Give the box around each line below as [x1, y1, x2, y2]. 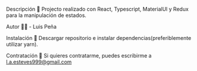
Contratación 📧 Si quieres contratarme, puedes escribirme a [6, 52, 152, 59]
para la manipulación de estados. [6, 12, 86, 19]
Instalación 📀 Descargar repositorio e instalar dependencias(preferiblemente [6, 35, 192, 41]
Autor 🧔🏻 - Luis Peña [6, 23, 57, 30]
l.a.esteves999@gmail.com [6, 59, 72, 65]
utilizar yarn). [6, 41, 38, 48]
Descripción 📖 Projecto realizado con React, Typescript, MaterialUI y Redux [6, 6, 189, 12]
